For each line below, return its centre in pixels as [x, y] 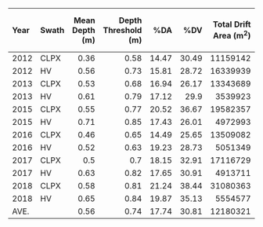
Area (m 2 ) [232, 35]
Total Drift [232, 24]
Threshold [122, 30]
